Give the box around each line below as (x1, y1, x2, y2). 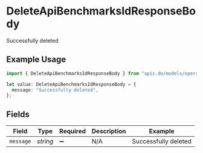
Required (59, 127, 86, 136)
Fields (6, 109, 30, 119)
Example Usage (6, 54, 66, 64)
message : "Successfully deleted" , (11, 87, 98, 93)
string (37, 137, 54, 146)
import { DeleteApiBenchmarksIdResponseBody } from (6, 70, 139, 76)
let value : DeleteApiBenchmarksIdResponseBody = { (6, 81, 137, 87)
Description (91, 127, 126, 136)
